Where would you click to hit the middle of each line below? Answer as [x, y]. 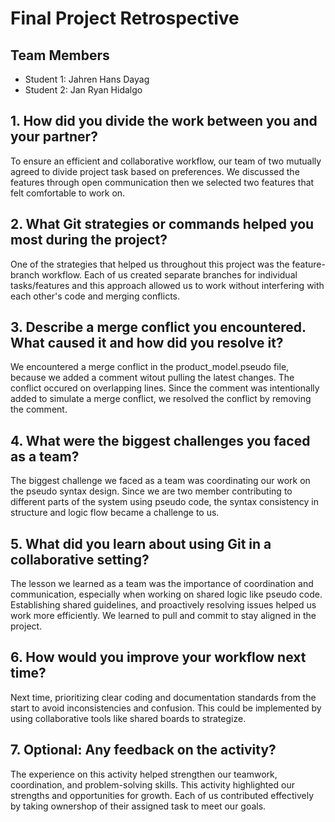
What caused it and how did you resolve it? [147, 343]
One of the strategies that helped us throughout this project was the [150, 264]
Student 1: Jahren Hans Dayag [87, 79]
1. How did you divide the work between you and [164, 121]
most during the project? [89, 240]
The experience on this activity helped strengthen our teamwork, [144, 774]
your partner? [54, 137]
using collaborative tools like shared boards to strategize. [128, 718]
